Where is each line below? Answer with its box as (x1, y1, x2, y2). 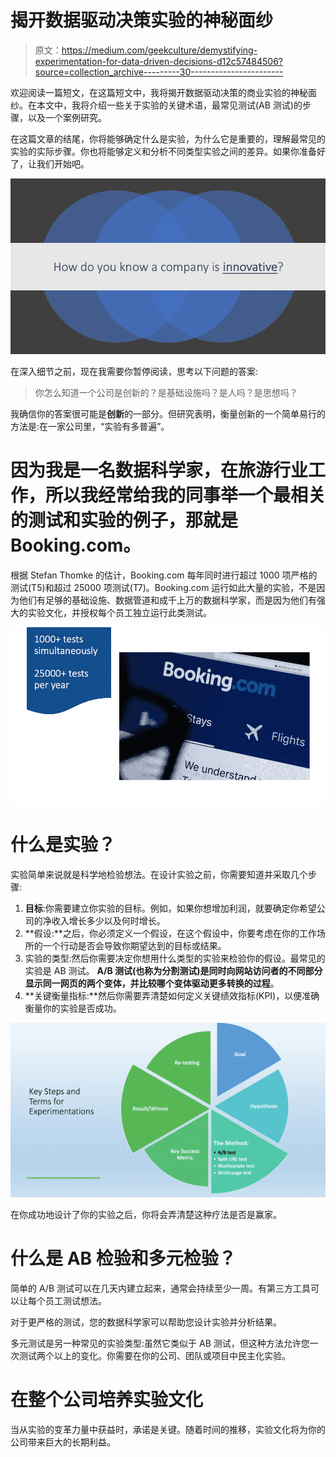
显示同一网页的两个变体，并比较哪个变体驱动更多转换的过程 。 (24, 977, 280, 989)
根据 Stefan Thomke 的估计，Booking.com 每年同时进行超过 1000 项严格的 (10, 569, 318, 581)
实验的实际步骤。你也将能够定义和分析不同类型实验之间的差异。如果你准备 (10, 145, 317, 157)
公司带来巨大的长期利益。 (10, 1436, 116, 1448)
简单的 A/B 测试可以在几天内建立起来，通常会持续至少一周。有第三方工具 (10, 1282, 312, 1294)
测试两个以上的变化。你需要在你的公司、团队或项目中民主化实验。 (18, 1349, 291, 1361)
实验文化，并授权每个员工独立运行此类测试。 (27, 607, 212, 619)
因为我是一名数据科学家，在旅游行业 (10, 459, 309, 482)
